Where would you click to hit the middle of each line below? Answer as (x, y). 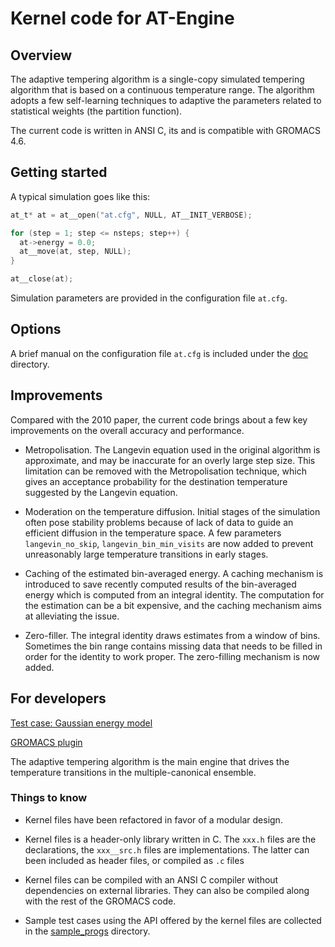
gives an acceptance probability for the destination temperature (156, 481)
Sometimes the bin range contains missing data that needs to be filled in (173, 646)
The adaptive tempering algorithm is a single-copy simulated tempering (157, 79)
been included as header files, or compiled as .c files (134, 860)
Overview (41, 55)
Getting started (59, 172)
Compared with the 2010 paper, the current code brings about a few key (159, 419)
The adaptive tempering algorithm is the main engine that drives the (150, 761)
